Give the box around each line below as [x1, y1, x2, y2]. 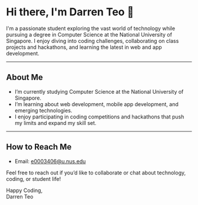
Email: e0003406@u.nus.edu [14, 157, 86, 164]
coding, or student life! [6, 175, 61, 182]
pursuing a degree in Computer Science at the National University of [6, 31, 173, 38]
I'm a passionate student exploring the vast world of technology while [6, 25, 176, 32]
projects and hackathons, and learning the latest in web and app [6, 44, 162, 51]
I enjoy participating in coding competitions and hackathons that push [14, 113, 184, 120]
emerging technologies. [14, 107, 72, 114]
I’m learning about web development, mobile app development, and [14, 100, 179, 108]
